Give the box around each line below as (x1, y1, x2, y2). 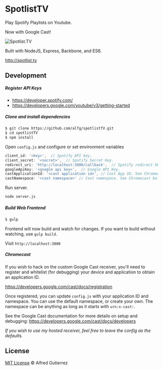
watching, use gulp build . (5, 231, 57, 237)
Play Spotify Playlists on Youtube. (5, 19, 72, 25)
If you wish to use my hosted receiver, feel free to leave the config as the (5, 328, 151, 333)
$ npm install (5, 135, 34, 140)
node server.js (5, 194, 36, 199)
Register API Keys (5, 85, 42, 91)
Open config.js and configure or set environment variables (5, 144, 124, 150)
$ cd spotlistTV (5, 131, 38, 136)
